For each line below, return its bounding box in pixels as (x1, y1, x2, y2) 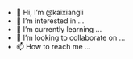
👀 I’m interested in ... (15, 16, 85, 26)
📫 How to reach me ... (15, 42, 91, 51)
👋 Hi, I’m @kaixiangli (15, 8, 84, 17)
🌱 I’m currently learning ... (15, 25, 102, 33)
